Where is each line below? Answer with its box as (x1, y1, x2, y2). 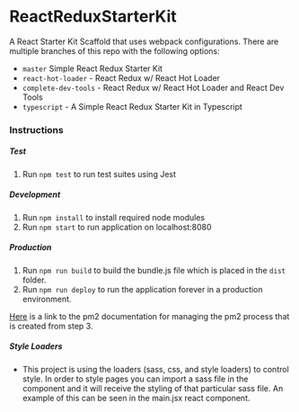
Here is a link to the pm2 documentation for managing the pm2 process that (9, 310, 290, 321)
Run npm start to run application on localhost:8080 (22, 221, 212, 232)
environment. (22, 293, 72, 304)
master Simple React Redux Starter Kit (22, 63, 163, 74)
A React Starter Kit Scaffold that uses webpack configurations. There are (9, 36, 279, 47)
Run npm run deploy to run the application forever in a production (22, 283, 263, 294)
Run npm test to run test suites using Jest (22, 168, 177, 179)
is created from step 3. (9, 320, 93, 331)
